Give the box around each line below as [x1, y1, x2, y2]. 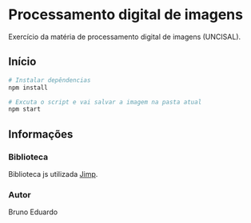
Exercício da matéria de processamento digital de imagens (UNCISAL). [8, 32, 241, 41]
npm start [8, 105, 42, 113]
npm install [8, 84, 48, 92]
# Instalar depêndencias [8, 76, 91, 84]
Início [8, 55, 37, 68]
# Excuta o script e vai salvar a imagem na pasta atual [8, 98, 202, 106]
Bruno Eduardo [8, 207, 58, 217]
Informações [8, 127, 74, 141]
